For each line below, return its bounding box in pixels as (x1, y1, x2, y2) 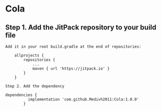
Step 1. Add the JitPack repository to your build (5, 23, 157, 32)
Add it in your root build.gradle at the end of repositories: (5, 44, 142, 49)
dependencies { (5, 92, 37, 97)
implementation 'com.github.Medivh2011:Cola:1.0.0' (27, 97, 139, 102)
